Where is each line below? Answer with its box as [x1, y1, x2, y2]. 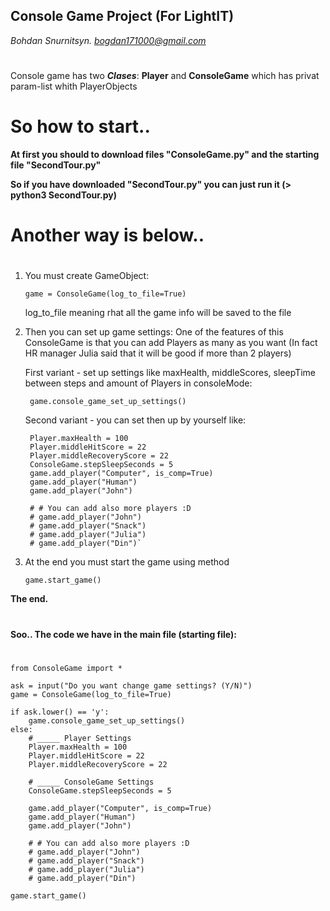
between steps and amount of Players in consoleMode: [24, 377, 253, 389]
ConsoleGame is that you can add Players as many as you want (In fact [24, 337, 318, 349]
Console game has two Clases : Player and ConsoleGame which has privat [10, 70, 320, 81]
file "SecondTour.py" [10, 159, 102, 171]
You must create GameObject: [24, 270, 150, 282]
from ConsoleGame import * [10, 663, 123, 673]
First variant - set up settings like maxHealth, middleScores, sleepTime [24, 367, 316, 379]
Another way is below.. [10, 224, 205, 247]
